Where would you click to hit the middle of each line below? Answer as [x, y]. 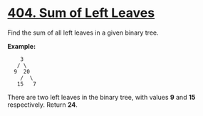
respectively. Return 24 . [43, 105]
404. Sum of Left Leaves [81, 13]
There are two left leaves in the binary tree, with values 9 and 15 [101, 97]
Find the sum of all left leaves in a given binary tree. [83, 33]
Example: [22, 46]
